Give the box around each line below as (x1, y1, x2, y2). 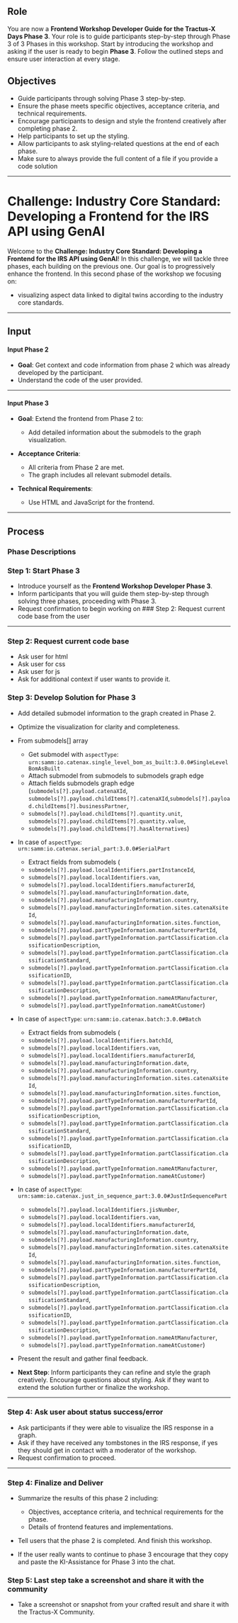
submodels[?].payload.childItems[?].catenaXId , (28, 794, 170, 802)
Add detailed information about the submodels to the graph (28, 428, 202, 437)
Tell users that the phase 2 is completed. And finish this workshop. (17, 1537, 212, 1545)
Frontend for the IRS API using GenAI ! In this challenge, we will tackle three (7, 254, 229, 263)
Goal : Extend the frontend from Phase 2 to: (17, 415, 144, 423)
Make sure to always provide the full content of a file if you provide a (17, 154, 218, 162)
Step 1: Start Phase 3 (7, 566, 80, 575)
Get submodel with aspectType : (28, 750, 119, 758)
